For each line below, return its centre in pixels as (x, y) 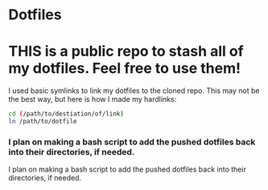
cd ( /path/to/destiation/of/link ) (66, 114)
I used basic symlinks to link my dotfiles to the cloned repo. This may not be (134, 91)
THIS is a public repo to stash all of (126, 52)
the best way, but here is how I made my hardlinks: (93, 99)
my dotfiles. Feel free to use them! (125, 69)
